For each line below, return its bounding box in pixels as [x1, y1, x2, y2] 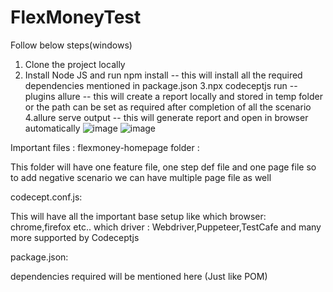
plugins [24, 90, 56, 102]
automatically [24, 122, 81, 134]
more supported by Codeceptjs [10, 231, 140, 243]
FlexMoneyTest [10, 6, 142, 29]
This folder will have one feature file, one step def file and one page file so [10, 161, 317, 173]
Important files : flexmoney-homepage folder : [10, 141, 200, 153]
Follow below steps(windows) [10, 39, 133, 51]
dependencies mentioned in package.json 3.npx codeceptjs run [24, 79, 288, 91]
